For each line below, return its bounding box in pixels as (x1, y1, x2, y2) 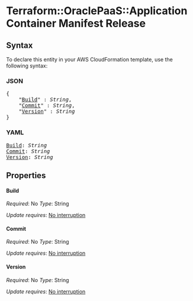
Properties (6, 170, 46, 180)
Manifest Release (58, 17, 146, 30)
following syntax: (6, 62, 48, 69)
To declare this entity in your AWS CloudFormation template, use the (6, 56, 173, 63)
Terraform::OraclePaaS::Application (6, 4, 188, 18)
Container (6, 17, 57, 30)
